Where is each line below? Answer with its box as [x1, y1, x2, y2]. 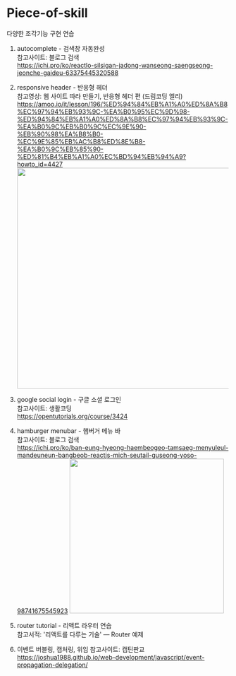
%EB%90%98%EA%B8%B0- [16, 129, 104, 138]
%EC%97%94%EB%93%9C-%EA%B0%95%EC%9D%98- [16, 107, 190, 116]
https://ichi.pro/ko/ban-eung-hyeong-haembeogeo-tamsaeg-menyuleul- [16, 443, 229, 451]
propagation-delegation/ [16, 660, 89, 669]
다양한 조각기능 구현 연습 [6, 29, 75, 37]
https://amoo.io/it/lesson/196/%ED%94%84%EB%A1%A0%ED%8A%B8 [16, 100, 228, 108]
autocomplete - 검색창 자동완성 [16, 44, 105, 52]
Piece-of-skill [6, 5, 89, 21]
